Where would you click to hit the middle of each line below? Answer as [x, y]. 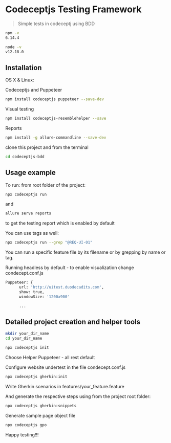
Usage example [31, 173]
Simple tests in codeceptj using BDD [56, 24]
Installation [24, 68]
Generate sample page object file [40, 415]
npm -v [12, 33]
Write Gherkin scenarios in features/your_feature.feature [65, 386]
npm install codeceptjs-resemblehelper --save [56, 119]
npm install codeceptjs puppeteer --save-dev [55, 99]
